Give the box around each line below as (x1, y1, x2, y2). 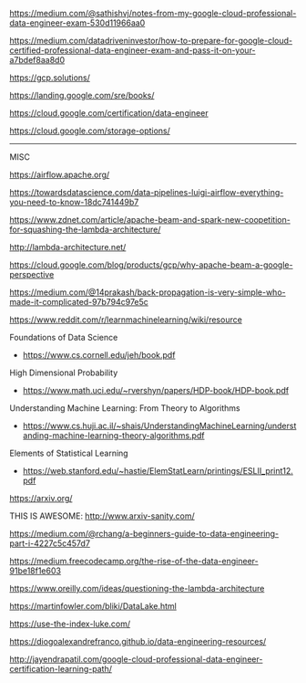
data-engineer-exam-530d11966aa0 (9, 17, 146, 28)
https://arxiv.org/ (9, 493, 73, 503)
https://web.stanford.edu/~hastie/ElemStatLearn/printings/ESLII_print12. (22, 466, 294, 476)
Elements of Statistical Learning (9, 447, 129, 458)
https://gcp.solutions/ (9, 72, 91, 83)
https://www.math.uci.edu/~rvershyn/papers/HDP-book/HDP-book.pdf (22, 385, 290, 395)
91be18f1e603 (9, 565, 62, 576)
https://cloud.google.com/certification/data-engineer (9, 108, 209, 118)
